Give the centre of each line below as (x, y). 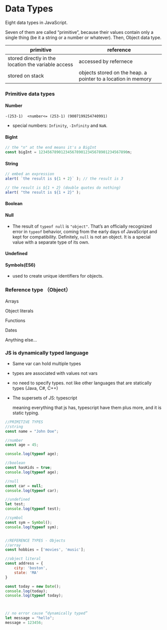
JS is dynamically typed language (47, 352)
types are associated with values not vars (55, 373)
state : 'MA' (26, 573)
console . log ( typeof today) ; (34, 596)
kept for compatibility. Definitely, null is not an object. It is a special (81, 237)
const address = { (24, 564)
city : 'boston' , (31, 568)
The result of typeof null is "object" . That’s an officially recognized (82, 226)
